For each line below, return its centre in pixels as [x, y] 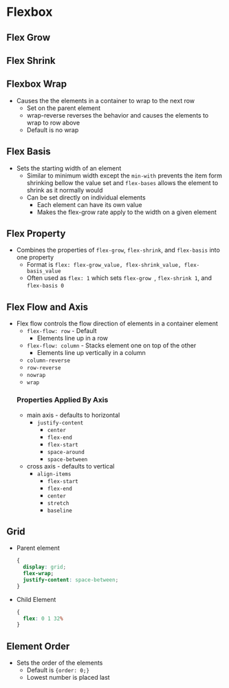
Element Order [38, 646]
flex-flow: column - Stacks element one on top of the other [111, 345]
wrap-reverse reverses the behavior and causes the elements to [118, 115]
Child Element [36, 599]
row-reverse [44, 368]
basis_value [44, 271]
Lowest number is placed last [68, 678]
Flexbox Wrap [36, 84]
